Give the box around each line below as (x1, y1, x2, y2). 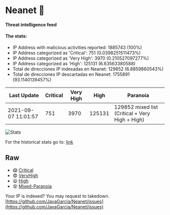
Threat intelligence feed (5, 21, 57, 27)
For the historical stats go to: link (5, 139, 73, 145)
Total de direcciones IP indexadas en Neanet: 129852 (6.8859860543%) (12, 66, 164, 72)
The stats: (5, 33, 27, 39)
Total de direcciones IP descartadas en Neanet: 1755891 (12, 71, 130, 77)
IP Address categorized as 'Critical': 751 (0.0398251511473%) (12, 50, 141, 56)
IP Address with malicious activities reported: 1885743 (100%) (12, 44, 142, 50)
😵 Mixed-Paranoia (12, 183, 52, 189)
